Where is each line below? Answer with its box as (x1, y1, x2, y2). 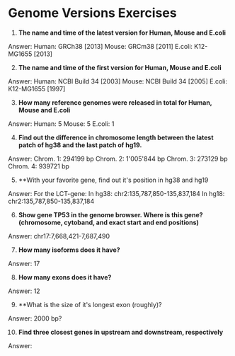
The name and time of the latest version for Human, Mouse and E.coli (18, 28, 226, 37)
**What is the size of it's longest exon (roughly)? (18, 300, 162, 309)
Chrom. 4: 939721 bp (8, 161, 70, 171)
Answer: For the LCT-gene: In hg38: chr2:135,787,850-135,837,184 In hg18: (8, 189, 225, 197)
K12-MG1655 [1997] (8, 84, 66, 93)
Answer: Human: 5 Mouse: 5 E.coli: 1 (8, 119, 115, 128)
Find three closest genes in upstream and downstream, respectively (18, 328, 224, 336)
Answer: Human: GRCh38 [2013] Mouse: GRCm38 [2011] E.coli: (8, 42, 193, 50)
